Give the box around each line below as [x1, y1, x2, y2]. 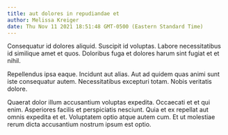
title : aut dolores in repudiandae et [7, 10, 120, 17]
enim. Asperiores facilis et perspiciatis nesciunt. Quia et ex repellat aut [7, 105, 209, 114]
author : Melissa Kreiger [7, 17, 79, 24]
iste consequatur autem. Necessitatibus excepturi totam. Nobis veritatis [7, 78, 212, 86]
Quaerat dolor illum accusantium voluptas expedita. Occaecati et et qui [7, 98, 211, 107]
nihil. [7, 57, 21, 65]
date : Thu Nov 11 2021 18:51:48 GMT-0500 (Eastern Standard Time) [7, 23, 204, 30]
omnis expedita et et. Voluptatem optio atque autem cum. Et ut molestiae [7, 113, 215, 121]
